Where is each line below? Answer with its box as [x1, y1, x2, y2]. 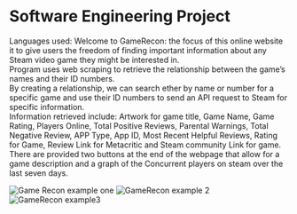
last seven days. [9, 167, 68, 178]
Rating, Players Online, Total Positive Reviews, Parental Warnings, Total [9, 120, 269, 131]
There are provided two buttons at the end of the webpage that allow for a [9, 148, 280, 159]
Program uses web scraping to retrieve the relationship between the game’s [9, 64, 285, 75]
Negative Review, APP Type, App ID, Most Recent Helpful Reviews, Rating [9, 130, 277, 140]
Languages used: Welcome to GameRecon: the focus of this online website [9, 36, 284, 46]
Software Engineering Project [9, 6, 231, 27]
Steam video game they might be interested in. [9, 54, 180, 65]
